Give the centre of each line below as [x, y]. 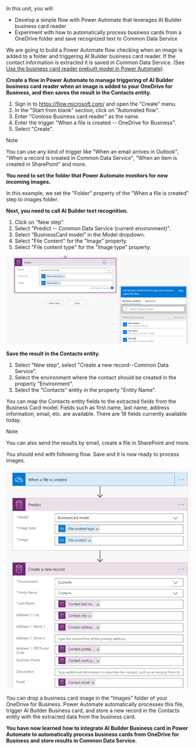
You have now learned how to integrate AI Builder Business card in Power [97, 728]
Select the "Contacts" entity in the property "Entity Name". [85, 389]
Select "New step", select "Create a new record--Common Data [92, 365]
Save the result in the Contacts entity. [53, 353]
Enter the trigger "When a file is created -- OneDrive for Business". [95, 122]
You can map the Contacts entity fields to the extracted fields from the [91, 401]
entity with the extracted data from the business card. [71, 717]
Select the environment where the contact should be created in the [95, 377]
